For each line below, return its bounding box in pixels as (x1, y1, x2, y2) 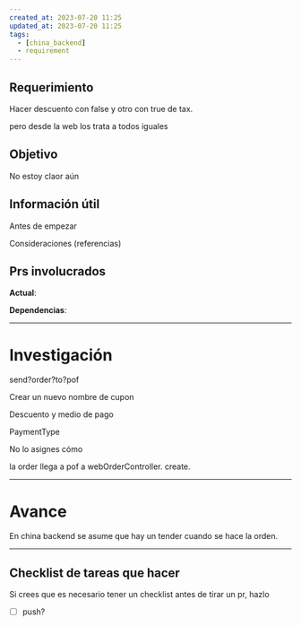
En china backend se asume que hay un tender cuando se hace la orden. (9, 531, 279, 542)
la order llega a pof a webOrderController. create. (9, 461, 191, 472)
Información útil (9, 196, 100, 212)
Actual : (9, 288, 38, 299)
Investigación (9, 344, 113, 365)
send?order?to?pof (9, 374, 80, 386)
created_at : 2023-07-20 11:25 (9, 13, 123, 22)
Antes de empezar (9, 221, 78, 231)
